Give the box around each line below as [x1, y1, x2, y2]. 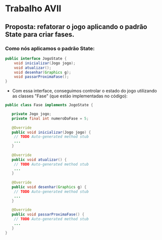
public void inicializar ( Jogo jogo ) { [11, 130, 91, 135]
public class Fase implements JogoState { [5, 103, 93, 108]
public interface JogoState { [5, 56, 67, 61]
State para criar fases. [5, 30, 75, 38]
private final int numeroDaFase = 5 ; [11, 116, 89, 121]
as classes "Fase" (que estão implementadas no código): [12, 93, 128, 99]
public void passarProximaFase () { [11, 212, 84, 217]
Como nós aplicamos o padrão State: [5, 45, 95, 52]
